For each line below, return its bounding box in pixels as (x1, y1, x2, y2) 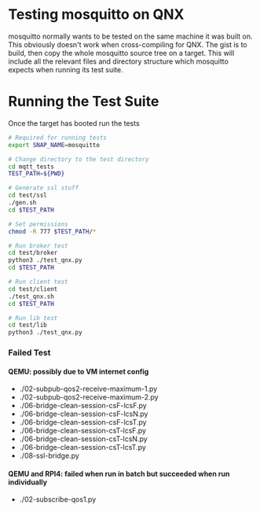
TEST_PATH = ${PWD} (8, 170, 65, 178)
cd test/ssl (8, 191, 47, 200)
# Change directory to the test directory (8, 155, 149, 163)
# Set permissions (8, 220, 68, 228)
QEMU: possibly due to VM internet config (8, 367, 149, 376)
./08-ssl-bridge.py (19, 451, 80, 461)
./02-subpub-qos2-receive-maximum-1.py (19, 384, 158, 394)
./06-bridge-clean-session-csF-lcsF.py (19, 401, 147, 411)
